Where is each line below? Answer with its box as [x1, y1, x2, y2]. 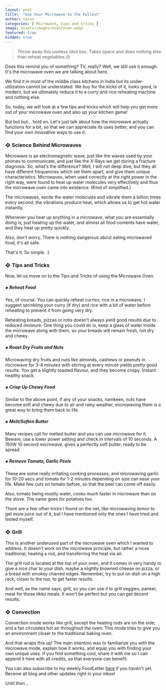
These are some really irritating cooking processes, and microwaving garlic [5, 471, 159, 477]
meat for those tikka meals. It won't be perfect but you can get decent [5, 591, 149, 597]
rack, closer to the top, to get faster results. [5, 576, 94, 582]
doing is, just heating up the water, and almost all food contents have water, [5, 219, 160, 226]
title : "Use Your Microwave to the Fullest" [5, 12, 101, 17]
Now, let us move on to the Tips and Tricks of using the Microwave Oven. [5, 273, 155, 279]
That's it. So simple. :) [5, 249, 50, 256]
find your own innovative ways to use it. [5, 129, 86, 135]
